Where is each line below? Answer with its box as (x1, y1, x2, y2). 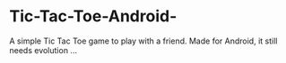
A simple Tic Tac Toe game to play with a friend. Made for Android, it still (9, 35, 278, 46)
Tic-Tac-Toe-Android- (9, 6, 178, 27)
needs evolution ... (9, 44, 78, 55)
